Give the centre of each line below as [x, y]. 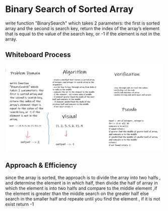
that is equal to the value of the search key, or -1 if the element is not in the [82, 34]
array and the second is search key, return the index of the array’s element [82, 28]
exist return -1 [20, 204]
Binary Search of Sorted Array [69, 9]
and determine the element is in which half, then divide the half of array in [81, 183]
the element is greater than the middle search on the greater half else [77, 193]
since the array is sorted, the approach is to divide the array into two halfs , [83, 177]
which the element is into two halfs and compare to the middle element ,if [81, 188]
